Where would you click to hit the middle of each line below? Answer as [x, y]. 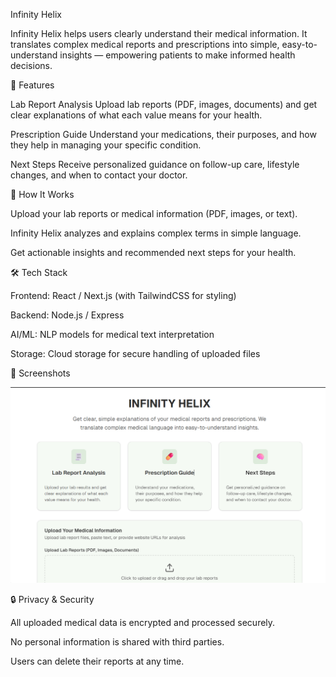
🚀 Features [32, 85]
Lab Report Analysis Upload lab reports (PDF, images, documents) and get [164, 104]
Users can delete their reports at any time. [97, 661]
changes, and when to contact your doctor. [99, 175]
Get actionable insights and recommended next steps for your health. [153, 252]
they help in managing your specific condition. [106, 145]
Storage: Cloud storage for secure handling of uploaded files [135, 353]
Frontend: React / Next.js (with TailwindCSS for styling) [123, 295]
